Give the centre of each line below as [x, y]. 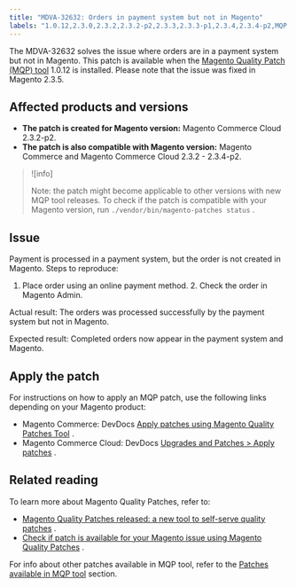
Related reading [54, 480]
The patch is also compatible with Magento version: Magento [137, 147]
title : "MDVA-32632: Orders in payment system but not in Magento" [136, 17]
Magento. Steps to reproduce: [64, 269]
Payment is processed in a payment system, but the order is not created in [145, 259]
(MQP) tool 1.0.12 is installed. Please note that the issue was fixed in [132, 70]
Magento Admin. [52, 295]
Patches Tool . [48, 433]
